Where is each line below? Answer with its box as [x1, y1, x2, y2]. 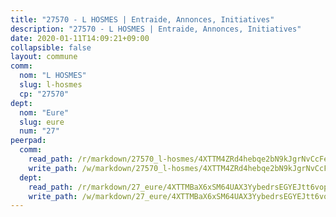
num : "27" [19, 126, 60, 136]
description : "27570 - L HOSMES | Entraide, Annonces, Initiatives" [10, 24, 302, 34]
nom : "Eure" [19, 107, 70, 118]
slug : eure [19, 117, 65, 127]
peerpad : [10, 136, 47, 146]
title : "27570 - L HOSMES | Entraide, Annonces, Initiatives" [10, 14, 275, 25]
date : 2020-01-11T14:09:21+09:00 [10, 33, 150, 43]
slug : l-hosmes [19, 80, 83, 90]
